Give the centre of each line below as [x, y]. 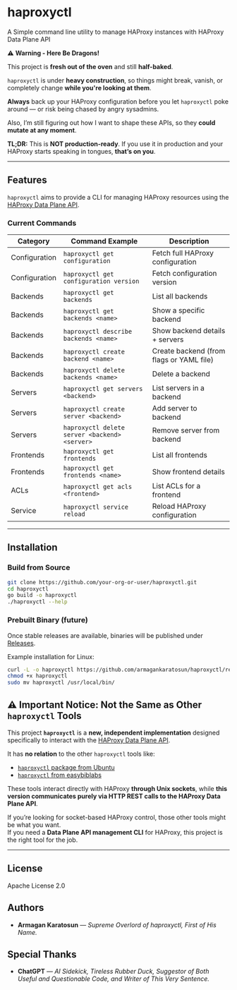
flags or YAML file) [183, 360]
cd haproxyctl [28, 589]
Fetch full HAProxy [183, 253]
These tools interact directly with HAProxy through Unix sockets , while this [117, 788]
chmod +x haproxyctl [38, 676]
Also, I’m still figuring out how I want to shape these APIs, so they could [111, 122]
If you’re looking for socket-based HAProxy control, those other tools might [116, 817]
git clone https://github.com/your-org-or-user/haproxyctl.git [102, 582]
